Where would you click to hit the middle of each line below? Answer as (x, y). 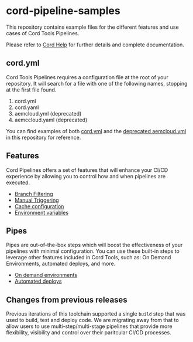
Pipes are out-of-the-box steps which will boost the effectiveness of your (94, 245)
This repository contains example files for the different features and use (93, 27)
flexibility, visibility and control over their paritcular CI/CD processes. (89, 333)
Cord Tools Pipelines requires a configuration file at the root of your (87, 77)
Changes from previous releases (67, 299)
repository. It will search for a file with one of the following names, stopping (97, 83)
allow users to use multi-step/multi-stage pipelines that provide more (89, 326)
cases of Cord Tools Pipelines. (43, 33)
